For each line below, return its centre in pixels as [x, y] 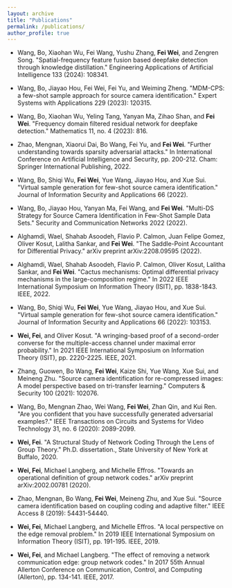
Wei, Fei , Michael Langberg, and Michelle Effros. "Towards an [105, 470]
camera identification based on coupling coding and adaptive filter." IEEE [121, 506]
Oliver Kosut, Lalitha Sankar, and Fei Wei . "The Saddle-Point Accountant [120, 244]
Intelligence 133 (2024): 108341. [63, 75]
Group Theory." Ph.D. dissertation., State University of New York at [112, 450]
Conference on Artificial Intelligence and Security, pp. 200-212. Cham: [117, 159]
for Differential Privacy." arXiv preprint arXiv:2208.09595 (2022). [109, 251]
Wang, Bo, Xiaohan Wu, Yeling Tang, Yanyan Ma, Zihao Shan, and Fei [116, 116]
